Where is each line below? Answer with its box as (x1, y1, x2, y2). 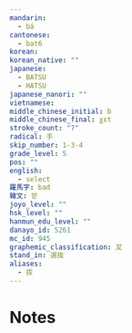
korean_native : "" (9, 56, 79, 65)
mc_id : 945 (9, 234, 51, 243)
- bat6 (17, 38, 43, 48)
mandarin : (9, 13, 47, 23)
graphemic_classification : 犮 (9, 243, 123, 252)
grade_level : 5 (9, 149, 67, 158)
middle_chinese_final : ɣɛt (9, 115, 112, 124)
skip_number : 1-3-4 (9, 140, 84, 150)
